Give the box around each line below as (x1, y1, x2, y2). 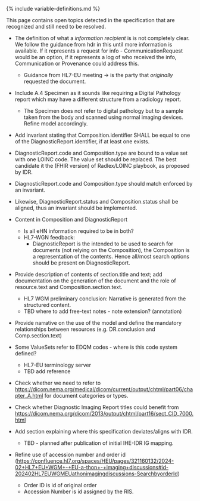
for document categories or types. (44, 392, 129, 399)
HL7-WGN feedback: (23, 234, 76, 241)
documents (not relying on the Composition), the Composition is (32, 247, 190, 253)
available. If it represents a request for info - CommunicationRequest (14, 47, 183, 54)
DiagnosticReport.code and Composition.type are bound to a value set (14, 149, 188, 156)
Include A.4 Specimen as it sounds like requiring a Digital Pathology (14, 90, 181, 96)
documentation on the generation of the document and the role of (14, 277, 177, 284)
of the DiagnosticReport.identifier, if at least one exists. (14, 138, 150, 145)
